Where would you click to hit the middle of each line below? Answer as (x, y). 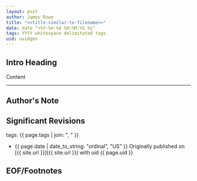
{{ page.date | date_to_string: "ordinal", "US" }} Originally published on (100, 146)
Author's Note (33, 101)
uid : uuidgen (22, 39)
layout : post (22, 11)
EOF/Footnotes (34, 171)
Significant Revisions (46, 121)
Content (16, 76)
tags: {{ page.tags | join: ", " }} (43, 135)
